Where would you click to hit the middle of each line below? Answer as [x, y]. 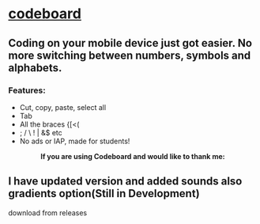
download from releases [48, 213]
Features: [27, 90]
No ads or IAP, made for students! [75, 141]
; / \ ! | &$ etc [41, 132]
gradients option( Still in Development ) [104, 194]
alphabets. [35, 68]
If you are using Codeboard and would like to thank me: [133, 156]
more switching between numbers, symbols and [130, 55]
